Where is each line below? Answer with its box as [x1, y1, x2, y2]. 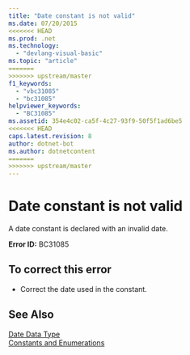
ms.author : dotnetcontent [8, 147, 95, 155]
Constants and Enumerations [8, 337, 105, 348]
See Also [8, 308, 54, 322]
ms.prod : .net [8, 34, 57, 43]
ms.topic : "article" [8, 57, 78, 66]
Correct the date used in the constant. [19, 284, 147, 294]
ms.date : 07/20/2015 [8, 19, 78, 27]
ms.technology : [8, 42, 60, 50]
